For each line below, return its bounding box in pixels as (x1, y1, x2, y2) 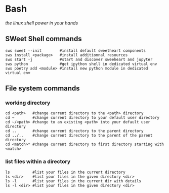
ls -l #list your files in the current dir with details (5, 178, 142, 183)
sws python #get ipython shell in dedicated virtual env (5, 61, 157, 67)
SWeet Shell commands (5, 35, 82, 43)
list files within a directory (5, 158, 71, 165)
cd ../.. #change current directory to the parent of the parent (5, 133, 153, 138)
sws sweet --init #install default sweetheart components (5, 48, 146, 53)
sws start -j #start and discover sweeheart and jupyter (5, 57, 153, 62)
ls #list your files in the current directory (5, 170, 125, 175)
